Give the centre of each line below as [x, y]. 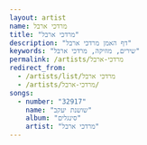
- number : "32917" [52, 101]
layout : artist [38, 18]
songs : [22, 93]
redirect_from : [38, 68]
